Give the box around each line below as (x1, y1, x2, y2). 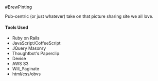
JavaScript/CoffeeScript (12, 40, 61, 46)
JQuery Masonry (12, 45, 46, 51)
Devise (12, 55, 26, 62)
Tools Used (5, 24, 28, 30)
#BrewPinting (5, 4, 32, 10)
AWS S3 (12, 61, 29, 67)
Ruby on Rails (12, 35, 40, 41)
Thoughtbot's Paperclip (12, 51, 60, 56)
